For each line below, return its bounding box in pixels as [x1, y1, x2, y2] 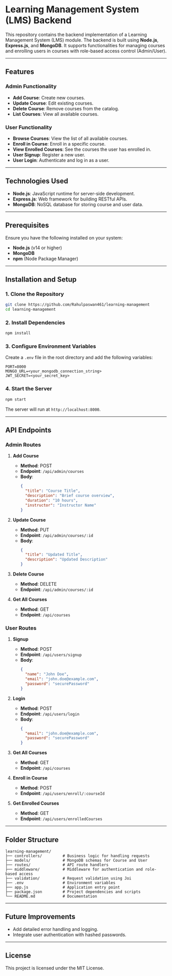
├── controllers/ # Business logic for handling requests [5, 853, 150, 859]
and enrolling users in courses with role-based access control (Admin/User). [5, 48, 167, 54]
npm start [5, 396, 27, 402]
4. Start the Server [5, 385, 52, 392]
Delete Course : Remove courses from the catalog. [12, 105, 119, 111]
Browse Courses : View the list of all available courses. [12, 135, 128, 142]
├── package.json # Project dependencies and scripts [5, 889, 141, 894]
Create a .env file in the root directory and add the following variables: [5, 354, 153, 361]
